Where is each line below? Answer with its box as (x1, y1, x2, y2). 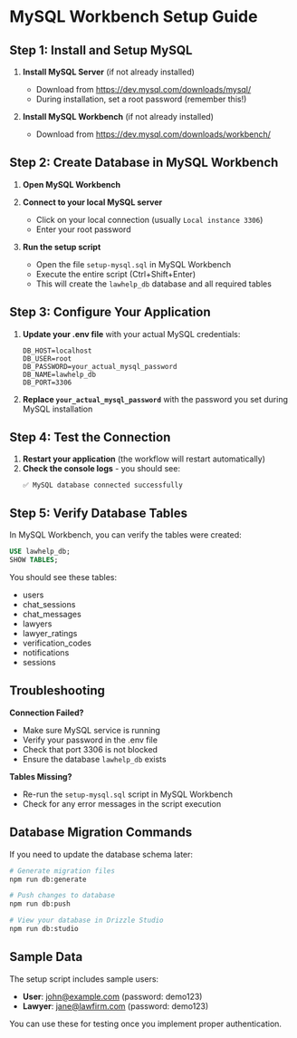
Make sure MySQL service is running (22, 724, 161, 735)
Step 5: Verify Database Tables (9, 505, 188, 520)
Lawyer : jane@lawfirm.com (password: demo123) (22, 1000, 209, 1012)
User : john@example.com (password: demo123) (22, 991, 203, 1002)
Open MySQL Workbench (22, 179, 120, 189)
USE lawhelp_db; (9, 547, 71, 557)
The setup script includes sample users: (9, 973, 159, 985)
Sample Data (9, 949, 83, 965)
